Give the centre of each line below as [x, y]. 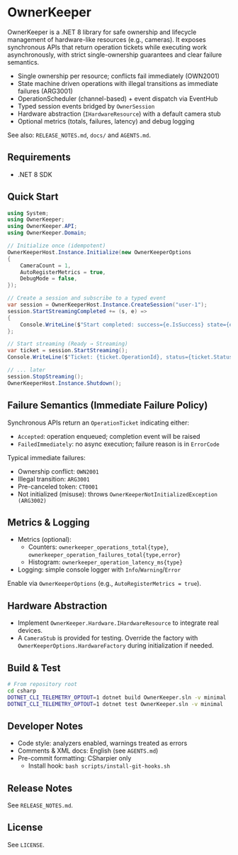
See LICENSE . [26, 844]
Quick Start [33, 197]
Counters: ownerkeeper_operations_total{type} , [98, 547]
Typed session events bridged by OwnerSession [86, 106]
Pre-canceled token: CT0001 [58, 486]
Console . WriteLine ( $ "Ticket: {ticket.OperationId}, [85, 357]
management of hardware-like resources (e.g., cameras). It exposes [107, 39]
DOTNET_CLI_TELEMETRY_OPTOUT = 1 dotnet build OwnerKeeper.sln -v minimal [117, 697]
